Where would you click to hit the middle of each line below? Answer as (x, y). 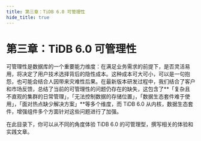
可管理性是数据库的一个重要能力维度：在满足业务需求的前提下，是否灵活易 (98, 67)
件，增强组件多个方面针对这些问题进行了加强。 (64, 112)
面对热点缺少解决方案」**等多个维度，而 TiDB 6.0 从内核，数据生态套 (108, 104)
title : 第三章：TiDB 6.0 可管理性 (46, 12)
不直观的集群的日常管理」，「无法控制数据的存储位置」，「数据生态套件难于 (95, 97)
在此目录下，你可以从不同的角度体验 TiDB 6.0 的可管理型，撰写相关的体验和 (100, 124)
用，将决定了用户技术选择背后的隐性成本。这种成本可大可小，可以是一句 (95, 74)
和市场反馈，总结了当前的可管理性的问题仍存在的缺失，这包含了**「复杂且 (98, 89)
